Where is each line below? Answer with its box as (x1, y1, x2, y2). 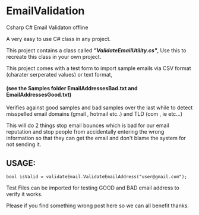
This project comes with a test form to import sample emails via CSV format (6, 64, 191, 72)
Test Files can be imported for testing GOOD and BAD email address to (6, 184, 179, 191)
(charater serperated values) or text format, (6, 71, 113, 78)
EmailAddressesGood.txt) (6, 91, 72, 98)
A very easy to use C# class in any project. (6, 35, 111, 42)
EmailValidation (6, 4, 85, 18)
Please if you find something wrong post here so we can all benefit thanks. (6, 202, 189, 209)
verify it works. (6, 190, 43, 197)
